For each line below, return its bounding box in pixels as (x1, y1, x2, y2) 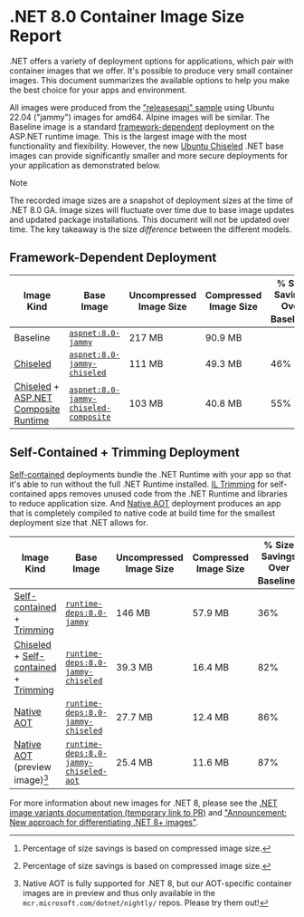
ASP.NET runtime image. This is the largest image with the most (9, 130, 247, 141)
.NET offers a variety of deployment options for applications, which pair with (9, 55, 294, 66)
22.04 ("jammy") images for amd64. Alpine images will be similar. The (9, 111, 270, 122)
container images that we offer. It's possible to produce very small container (9, 65, 294, 76)
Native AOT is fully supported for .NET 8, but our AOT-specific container (22, 877, 292, 889)
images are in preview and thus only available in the (22, 887, 215, 898)
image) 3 (14, 772, 49, 787)
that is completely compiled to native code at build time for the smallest (9, 507, 276, 518)
